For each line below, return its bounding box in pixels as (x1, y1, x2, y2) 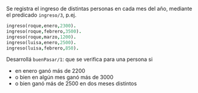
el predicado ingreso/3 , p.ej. (6, 11, 77, 18)
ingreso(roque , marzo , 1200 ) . (6, 34, 77, 40)
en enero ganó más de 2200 (14, 67, 86, 75)
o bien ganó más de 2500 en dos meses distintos (14, 80, 137, 87)
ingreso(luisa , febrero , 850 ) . (6, 45, 79, 51)
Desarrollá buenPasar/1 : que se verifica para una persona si (6, 56, 153, 63)
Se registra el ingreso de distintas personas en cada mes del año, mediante (6, 5, 193, 12)
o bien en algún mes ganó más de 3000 (14, 74, 114, 81)
